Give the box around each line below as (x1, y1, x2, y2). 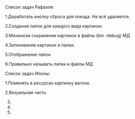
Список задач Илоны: (5, 71, 50, 76)
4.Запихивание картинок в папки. (5, 42, 75, 48)
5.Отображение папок (5, 51, 51, 57)
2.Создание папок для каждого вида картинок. (5, 23, 103, 29)
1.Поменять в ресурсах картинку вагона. (5, 80, 91, 86)
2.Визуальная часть (5, 90, 46, 95)
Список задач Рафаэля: (5, 4, 55, 10)
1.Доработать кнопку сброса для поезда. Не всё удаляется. (5, 14, 130, 19)
